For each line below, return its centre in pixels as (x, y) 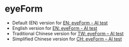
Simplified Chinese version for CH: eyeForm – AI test (67, 39)
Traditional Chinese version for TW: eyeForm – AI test (68, 33)
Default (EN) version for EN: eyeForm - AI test (60, 23)
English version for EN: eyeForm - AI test (55, 28)
